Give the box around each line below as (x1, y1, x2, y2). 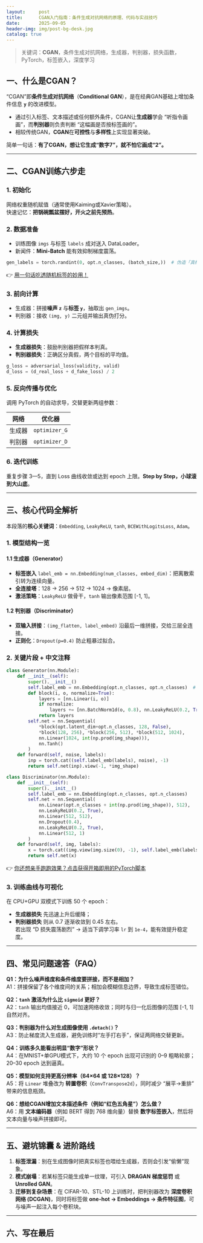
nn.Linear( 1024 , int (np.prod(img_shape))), (38, 735, 150, 741)
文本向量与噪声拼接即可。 (6, 1115, 70, 1123)
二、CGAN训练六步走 (6, 166, 86, 177)
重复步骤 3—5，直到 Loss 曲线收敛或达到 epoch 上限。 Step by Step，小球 (6, 472, 192, 479)
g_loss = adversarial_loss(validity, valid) (6, 363, 120, 369)
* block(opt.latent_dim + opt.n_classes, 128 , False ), (38, 724, 172, 730)
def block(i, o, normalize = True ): (28, 690, 115, 696)
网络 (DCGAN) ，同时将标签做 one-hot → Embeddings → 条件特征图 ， (14, 1195, 189, 1202)
